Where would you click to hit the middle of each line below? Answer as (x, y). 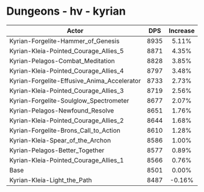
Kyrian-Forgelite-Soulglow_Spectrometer (69, 100)
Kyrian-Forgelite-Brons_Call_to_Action (65, 130)
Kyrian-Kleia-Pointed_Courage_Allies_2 (67, 120)
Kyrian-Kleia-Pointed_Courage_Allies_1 (67, 160)
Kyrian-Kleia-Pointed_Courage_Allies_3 (67, 90)
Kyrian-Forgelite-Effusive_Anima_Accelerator (75, 81)
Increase (182, 31)
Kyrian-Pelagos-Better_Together (57, 150)
